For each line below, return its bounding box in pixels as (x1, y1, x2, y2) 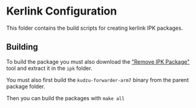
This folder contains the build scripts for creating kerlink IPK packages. (6, 24, 183, 32)
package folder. (6, 83, 45, 90)
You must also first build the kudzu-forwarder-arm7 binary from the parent (6, 76, 189, 83)
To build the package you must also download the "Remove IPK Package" (6, 58, 190, 65)
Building (6, 42, 38, 52)
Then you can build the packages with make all (6, 94, 125, 101)
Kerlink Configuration (6, 4, 117, 18)
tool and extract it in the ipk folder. (6, 64, 93, 72)
